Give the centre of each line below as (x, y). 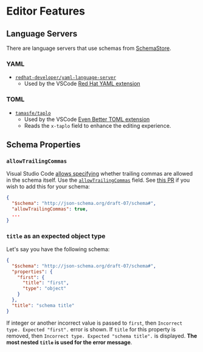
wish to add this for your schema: (48, 187)
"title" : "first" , (46, 283)
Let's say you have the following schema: (58, 249)
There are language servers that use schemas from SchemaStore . (89, 48)
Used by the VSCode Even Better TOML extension (87, 119)
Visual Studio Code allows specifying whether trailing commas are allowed (100, 174)
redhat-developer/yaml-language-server (66, 78)
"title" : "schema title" (43, 305)
